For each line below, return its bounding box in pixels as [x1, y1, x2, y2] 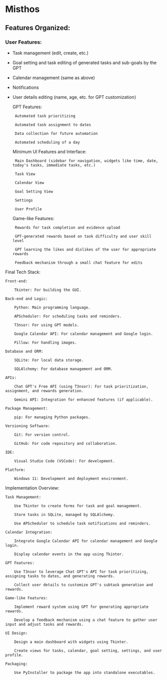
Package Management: [5, 406, 48, 411]
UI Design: [5, 630, 28, 635]
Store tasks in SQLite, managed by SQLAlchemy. [14, 512, 115, 517]
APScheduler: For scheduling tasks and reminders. [14, 313, 122, 319]
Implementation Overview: [5, 485, 59, 491]
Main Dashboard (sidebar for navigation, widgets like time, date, [14, 158, 158, 163]
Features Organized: [5, 24, 70, 32]
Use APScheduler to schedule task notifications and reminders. [14, 521, 151, 526]
